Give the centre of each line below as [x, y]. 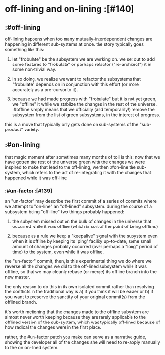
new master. [18, 277]
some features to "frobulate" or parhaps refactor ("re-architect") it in [82, 64]
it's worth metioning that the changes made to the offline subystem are [77, 312]
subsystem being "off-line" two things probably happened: [65, 212]
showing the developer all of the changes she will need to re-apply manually [82, 342]
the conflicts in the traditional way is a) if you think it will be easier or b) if [79, 292]
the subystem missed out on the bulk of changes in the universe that [82, 221]
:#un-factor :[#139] [29, 191]
